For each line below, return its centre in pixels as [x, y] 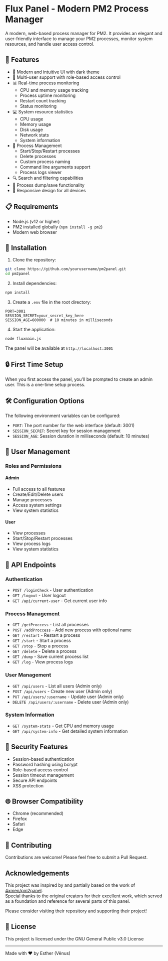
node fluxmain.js [23, 339]
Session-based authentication [43, 759]
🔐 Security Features [37, 747]
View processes [29, 533]
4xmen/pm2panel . [24, 891]
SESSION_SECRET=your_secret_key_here [44, 316]
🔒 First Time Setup [34, 365]
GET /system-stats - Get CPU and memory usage [63, 726]
